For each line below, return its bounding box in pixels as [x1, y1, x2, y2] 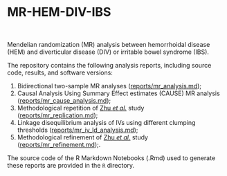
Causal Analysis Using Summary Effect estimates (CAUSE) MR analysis [17, 89, 220, 97]
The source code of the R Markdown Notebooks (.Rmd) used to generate [7, 153, 216, 162]
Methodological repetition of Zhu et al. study [17, 104, 145, 112]
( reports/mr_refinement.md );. [17, 140, 101, 148]
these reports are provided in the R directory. [7, 161, 135, 169]
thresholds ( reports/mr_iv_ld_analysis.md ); [17, 126, 138, 134]
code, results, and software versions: [7, 68, 113, 77]
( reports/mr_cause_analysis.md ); [17, 96, 111, 104]
